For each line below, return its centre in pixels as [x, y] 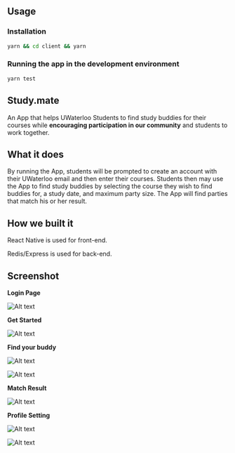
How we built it [40, 223]
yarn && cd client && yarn [47, 46]
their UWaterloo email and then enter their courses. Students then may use [115, 179]
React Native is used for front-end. [57, 240]
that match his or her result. [47, 201]
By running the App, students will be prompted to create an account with [112, 171]
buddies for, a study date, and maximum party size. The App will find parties [117, 194]
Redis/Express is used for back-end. [60, 254]
